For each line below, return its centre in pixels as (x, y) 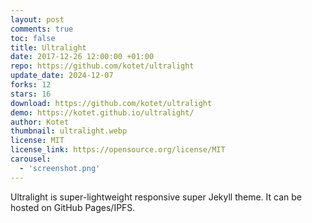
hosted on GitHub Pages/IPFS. (73, 207)
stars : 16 (31, 94)
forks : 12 (31, 85)
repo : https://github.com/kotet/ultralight (102, 66)
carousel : (31, 159)
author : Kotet (40, 122)
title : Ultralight (48, 47)
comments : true (42, 29)
